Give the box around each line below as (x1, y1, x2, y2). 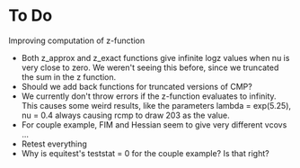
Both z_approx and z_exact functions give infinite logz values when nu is (21, 52, 290, 63)
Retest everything (21, 138, 87, 149)
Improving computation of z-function (8, 35, 146, 46)
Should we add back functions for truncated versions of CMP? (21, 81, 252, 92)
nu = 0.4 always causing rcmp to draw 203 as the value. (21, 110, 230, 120)
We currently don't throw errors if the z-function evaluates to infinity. (21, 91, 277, 102)
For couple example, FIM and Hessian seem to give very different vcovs (21, 119, 287, 130)
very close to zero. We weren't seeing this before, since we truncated (21, 62, 279, 73)
